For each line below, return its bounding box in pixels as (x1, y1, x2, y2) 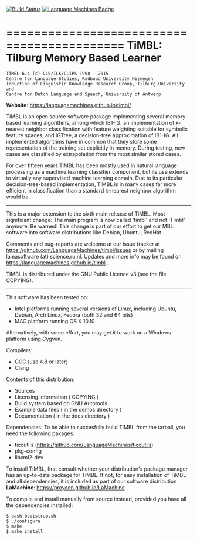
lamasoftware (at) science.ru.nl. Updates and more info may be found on (6, 253, 182, 260)
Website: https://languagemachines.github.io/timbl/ (6, 101, 131, 108)
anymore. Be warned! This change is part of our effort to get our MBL (6, 223, 174, 230)
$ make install (6, 528, 43, 534)
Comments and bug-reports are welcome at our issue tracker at (6, 240, 160, 247)
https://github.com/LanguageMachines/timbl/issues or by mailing (6, 246, 164, 253)
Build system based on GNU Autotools (14, 399, 107, 406)
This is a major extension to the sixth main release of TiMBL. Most (6, 210, 165, 217)
